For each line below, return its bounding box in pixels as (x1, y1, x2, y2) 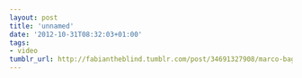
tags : (9, 38, 30, 48)
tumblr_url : (9, 55, 54, 64)
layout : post (9, 13, 58, 22)
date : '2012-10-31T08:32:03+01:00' (9, 30, 143, 39)
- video (9, 47, 39, 56)
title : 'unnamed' (9, 22, 75, 30)
